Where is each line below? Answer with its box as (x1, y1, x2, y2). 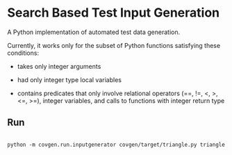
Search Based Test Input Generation (7, 5, 220, 21)
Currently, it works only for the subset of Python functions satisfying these (7, 41, 221, 49)
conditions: (7, 49, 40, 57)
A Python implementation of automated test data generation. (7, 28, 181, 36)
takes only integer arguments (17, 62, 101, 70)
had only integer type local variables (17, 75, 122, 84)
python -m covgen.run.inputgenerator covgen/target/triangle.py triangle (7, 141, 226, 148)
